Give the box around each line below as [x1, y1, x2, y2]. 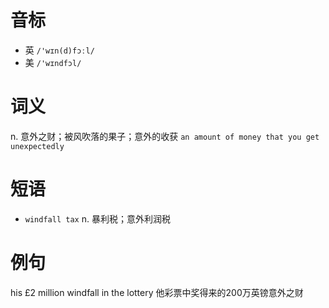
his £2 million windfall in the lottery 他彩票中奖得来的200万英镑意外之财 [10, 286, 304, 298]
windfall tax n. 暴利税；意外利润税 [24, 212, 171, 225]
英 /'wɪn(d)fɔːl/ [24, 44, 95, 56]
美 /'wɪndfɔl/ [24, 56, 82, 68]
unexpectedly [10, 141, 65, 151]
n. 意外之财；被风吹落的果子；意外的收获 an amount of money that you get [10, 130, 320, 142]
